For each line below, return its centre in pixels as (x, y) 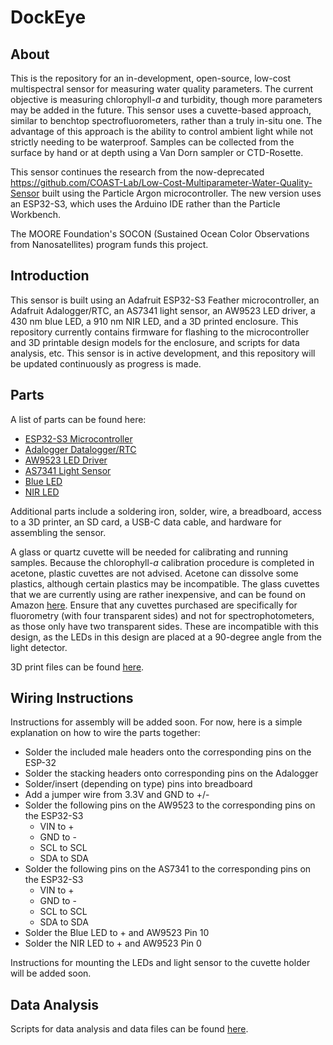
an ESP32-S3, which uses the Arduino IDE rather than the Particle (145, 204)
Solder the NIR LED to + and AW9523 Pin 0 (113, 943)
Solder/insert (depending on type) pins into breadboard (138, 784)
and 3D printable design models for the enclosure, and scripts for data (155, 342)
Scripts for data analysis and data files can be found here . (129, 1029)
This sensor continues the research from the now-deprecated (137, 172)
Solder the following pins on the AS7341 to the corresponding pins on (168, 869)
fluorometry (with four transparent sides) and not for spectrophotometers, (162, 615)
